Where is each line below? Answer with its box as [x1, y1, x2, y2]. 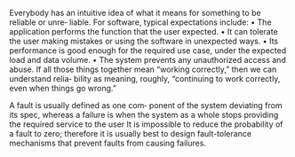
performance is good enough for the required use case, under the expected [9, 45, 287, 56]
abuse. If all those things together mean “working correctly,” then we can [9, 64, 277, 75]
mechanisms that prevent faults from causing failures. [9, 137, 207, 148]
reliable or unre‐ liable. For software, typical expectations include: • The [9, 17, 273, 27]
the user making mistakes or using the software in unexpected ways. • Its [9, 35, 278, 46]
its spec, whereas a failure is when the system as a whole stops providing [9, 110, 279, 120]
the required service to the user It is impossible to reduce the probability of [9, 119, 283, 130]
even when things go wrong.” [9, 83, 117, 93]
